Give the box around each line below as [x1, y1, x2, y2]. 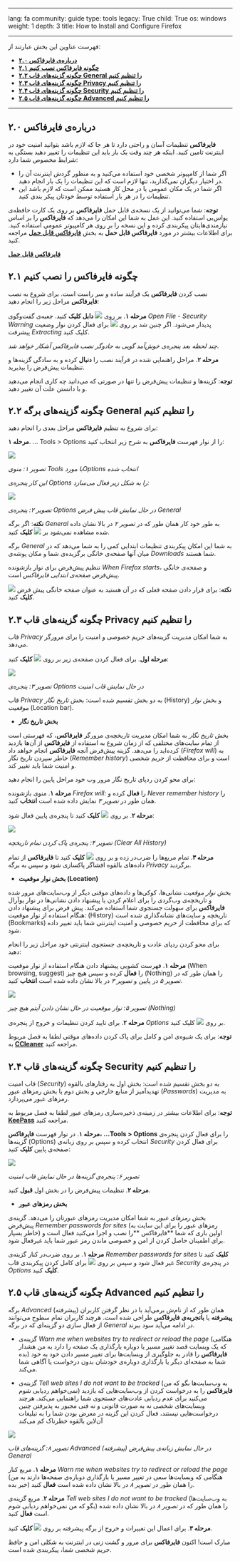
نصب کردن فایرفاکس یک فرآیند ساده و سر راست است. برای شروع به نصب [8, 289, 208, 298]
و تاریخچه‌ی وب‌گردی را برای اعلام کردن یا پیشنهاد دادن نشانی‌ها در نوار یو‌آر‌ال [8, 896, 212, 905]
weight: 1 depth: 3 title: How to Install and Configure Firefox [8, 22, 182, 30]
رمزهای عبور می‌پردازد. [8, 1095, 70, 1103]
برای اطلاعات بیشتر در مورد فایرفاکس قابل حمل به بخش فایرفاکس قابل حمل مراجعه [8, 228, 233, 237]
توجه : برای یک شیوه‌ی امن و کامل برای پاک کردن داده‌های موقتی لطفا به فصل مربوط [8, 1032, 232, 1041]
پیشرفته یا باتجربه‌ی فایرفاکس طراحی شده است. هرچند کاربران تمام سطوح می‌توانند [8, 1313, 233, 1322]
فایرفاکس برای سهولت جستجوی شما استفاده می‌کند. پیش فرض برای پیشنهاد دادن [8, 903, 225, 912]
